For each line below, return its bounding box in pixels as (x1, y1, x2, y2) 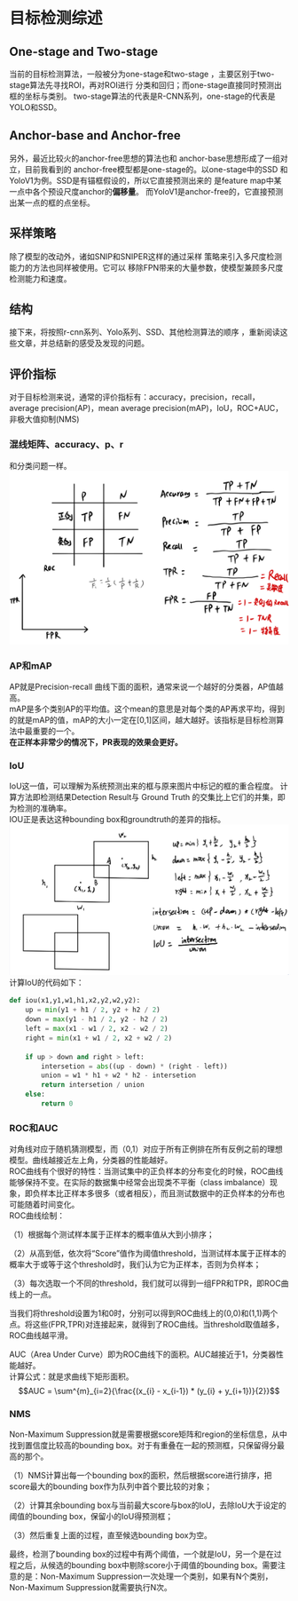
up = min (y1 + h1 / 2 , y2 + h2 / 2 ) (25, 1005, 161, 1015)
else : (25, 1090, 46, 1099)
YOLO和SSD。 (9, 102, 62, 112)
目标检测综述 (9, 8, 104, 28)
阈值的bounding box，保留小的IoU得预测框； (9, 1511, 174, 1522)
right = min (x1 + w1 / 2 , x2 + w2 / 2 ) (25, 1034, 173, 1042)
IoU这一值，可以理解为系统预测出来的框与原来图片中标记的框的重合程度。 (9, 781, 278, 791)
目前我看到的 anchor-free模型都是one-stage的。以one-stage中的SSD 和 (24, 163, 288, 174)
